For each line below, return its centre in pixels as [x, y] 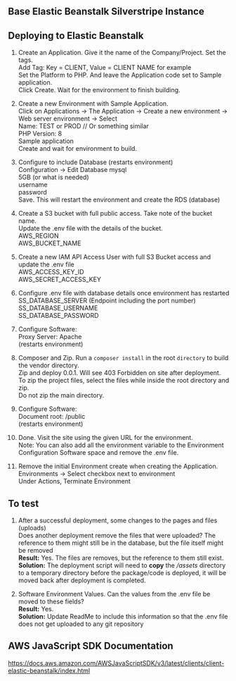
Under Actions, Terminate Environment [74, 481]
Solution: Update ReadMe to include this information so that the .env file [123, 617]
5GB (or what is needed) [54, 177]
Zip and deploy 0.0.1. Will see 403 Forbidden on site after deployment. [119, 373]
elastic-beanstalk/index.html [49, 670]
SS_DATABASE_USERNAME [58, 308]
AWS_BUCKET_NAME [50, 243]
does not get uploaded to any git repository [81, 624]
